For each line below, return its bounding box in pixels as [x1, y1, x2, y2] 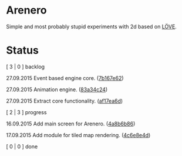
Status [6, 44, 39, 57]
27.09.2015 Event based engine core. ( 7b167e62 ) [6, 74, 124, 81]
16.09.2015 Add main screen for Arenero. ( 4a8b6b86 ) [6, 120, 136, 127]
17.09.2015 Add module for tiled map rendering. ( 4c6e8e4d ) [6, 131, 151, 138]
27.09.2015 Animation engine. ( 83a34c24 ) [6, 86, 108, 93]
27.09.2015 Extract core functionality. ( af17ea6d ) [6, 97, 123, 104]
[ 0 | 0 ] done [6, 142, 38, 150]
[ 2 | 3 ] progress [6, 108, 47, 115]
